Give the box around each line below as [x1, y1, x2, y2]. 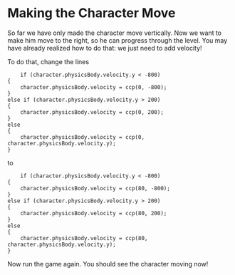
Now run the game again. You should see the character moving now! [7, 259, 209, 268]
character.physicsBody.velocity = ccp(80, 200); [20, 209, 167, 217]
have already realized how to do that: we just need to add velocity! [7, 43, 202, 52]
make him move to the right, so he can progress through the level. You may [7, 36, 228, 44]
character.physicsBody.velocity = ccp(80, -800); [20, 185, 171, 192]
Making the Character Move [7, 5, 176, 21]
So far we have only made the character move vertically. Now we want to [7, 28, 222, 37]
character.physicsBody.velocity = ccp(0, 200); [20, 108, 164, 115]
